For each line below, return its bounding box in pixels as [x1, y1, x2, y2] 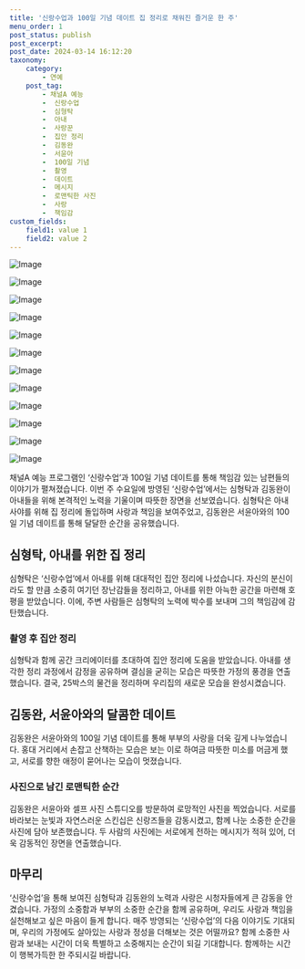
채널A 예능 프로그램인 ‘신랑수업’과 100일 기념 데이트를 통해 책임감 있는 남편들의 [9, 472, 290, 484]
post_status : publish [9, 30, 92, 39]
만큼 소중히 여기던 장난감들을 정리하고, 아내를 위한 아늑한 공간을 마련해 [36, 585, 287, 596]
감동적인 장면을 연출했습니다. [18, 837, 122, 849]
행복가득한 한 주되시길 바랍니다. [18, 950, 131, 961]
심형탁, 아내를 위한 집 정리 [9, 547, 146, 562]
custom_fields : [9, 216, 67, 226]
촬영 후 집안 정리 [9, 632, 76, 645]
